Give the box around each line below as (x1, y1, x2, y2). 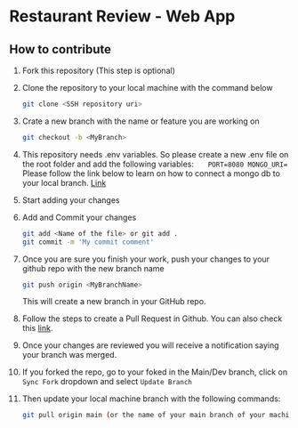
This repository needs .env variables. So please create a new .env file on (21, 149, 289, 159)
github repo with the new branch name (21, 262, 165, 273)
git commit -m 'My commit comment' (21, 238, 155, 246)
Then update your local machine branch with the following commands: (21, 393, 281, 404)
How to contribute (9, 42, 112, 57)
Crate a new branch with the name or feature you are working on (21, 116, 260, 126)
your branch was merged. (21, 350, 117, 360)
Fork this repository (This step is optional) (21, 65, 175, 76)
